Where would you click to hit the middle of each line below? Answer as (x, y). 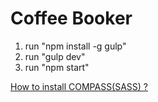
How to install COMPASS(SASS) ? (79, 86)
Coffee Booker (71, 18)
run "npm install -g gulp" (75, 46)
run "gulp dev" (55, 56)
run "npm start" (57, 67)
